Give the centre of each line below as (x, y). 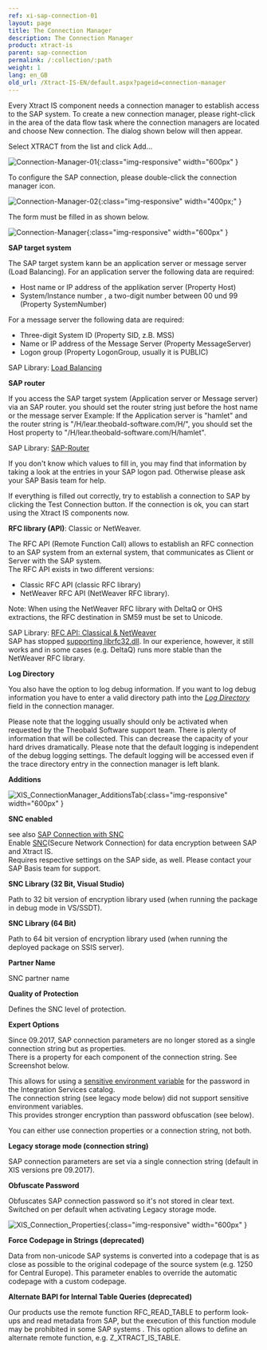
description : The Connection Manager (71, 38)
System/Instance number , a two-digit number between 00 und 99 (129, 296)
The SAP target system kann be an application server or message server (128, 263)
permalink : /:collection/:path (60, 61)
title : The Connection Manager (60, 30)
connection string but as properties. (67, 1048)
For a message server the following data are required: (96, 320)
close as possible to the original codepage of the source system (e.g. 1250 (131, 1264)
